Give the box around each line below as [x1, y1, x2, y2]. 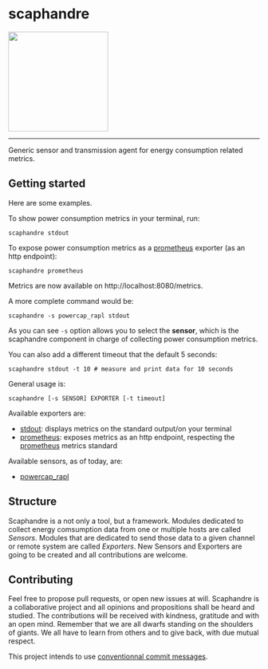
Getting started [8, 177, 86, 191]
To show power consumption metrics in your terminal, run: [8, 213, 200, 223]
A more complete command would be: [8, 296, 134, 305]
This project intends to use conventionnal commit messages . [8, 651, 208, 662]
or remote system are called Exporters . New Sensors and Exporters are [8, 541, 242, 551]
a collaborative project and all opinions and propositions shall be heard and [8, 603, 255, 612]
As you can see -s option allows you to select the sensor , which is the [8, 325, 239, 335]
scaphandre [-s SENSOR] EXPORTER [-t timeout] [8, 394, 166, 403]
